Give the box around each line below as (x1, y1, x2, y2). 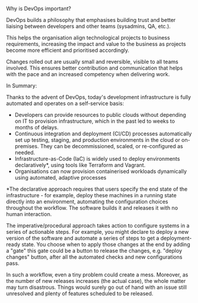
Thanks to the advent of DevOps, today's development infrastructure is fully (6, 94, 191, 100)
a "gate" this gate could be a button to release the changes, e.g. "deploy (6, 247, 182, 254)
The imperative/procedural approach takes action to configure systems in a (6, 222, 190, 229)
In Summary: (6, 82, 37, 89)
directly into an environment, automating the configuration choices (6, 198, 168, 205)
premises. (14, 143, 40, 149)
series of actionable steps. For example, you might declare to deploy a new (6, 229, 189, 235)
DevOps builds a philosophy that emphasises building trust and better (6, 17, 176, 23)
